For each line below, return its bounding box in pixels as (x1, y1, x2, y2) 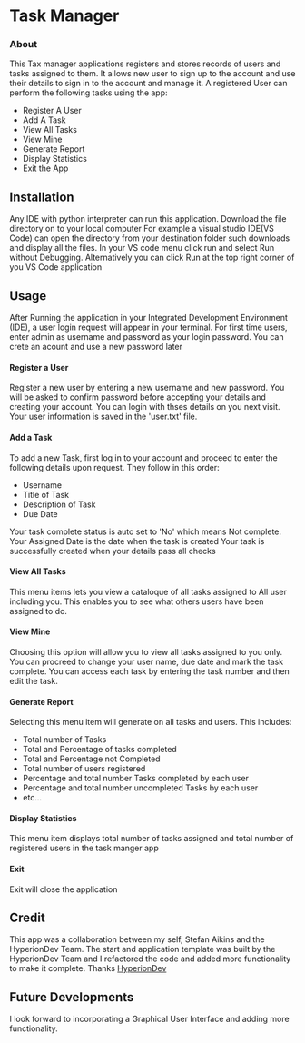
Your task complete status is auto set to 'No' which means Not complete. (9, 526, 282, 537)
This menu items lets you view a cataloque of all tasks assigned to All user (9, 586, 288, 597)
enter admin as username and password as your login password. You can (9, 332, 284, 343)
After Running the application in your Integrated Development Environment (9, 313, 289, 323)
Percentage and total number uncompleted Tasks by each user (22, 782, 259, 793)
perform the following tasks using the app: (9, 87, 168, 98)
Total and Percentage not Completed (22, 753, 161, 764)
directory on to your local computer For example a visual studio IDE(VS (9, 223, 275, 234)
